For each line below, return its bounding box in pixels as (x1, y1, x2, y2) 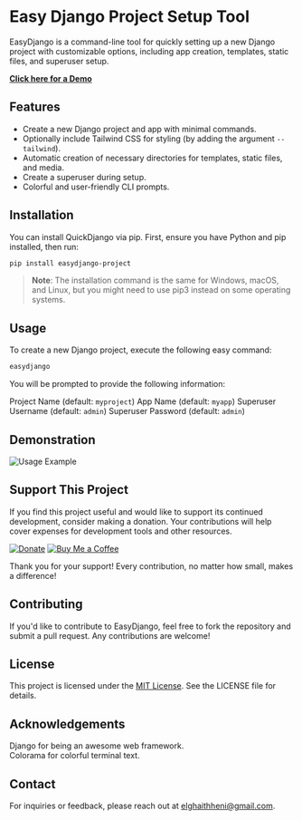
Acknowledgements (9, 716, 126, 731)
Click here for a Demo (9, 72, 92, 83)
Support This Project (9, 482, 129, 497)
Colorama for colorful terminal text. (9, 750, 140, 761)
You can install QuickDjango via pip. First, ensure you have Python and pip (9, 231, 287, 242)
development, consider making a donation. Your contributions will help (9, 516, 272, 526)
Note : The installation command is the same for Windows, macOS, (31, 275, 279, 286)
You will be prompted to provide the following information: (9, 379, 226, 390)
